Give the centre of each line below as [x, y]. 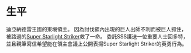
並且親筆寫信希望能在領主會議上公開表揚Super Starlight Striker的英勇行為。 [97, 44]
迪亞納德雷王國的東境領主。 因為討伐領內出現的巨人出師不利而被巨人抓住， [96, 29]
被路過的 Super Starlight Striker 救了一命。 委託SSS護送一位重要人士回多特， [97, 36]
